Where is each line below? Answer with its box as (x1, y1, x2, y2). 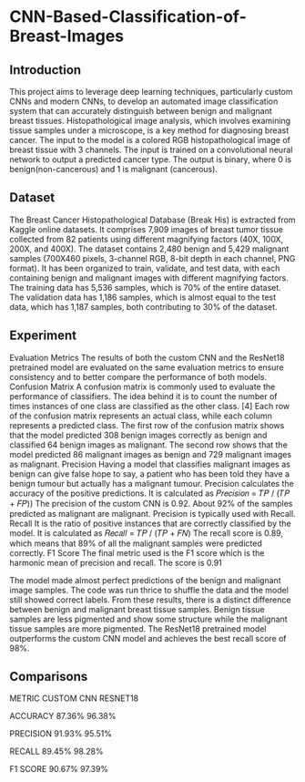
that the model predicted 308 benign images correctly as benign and (9, 429, 268, 440)
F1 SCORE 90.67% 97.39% (9, 764, 109, 775)
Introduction (9, 62, 82, 77)
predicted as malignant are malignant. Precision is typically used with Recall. (9, 508, 296, 519)
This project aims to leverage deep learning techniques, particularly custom (9, 87, 293, 97)
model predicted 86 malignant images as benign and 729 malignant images (9, 448, 292, 459)
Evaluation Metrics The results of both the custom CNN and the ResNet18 (9, 352, 285, 363)
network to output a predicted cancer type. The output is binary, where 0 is (9, 154, 292, 165)
